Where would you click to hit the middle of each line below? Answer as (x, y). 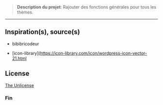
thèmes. (25, 12)
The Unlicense (19, 85)
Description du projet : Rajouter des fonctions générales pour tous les (87, 7)
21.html (19, 58)
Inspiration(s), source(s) (42, 32)
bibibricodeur (25, 44)
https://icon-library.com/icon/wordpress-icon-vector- (93, 53)
